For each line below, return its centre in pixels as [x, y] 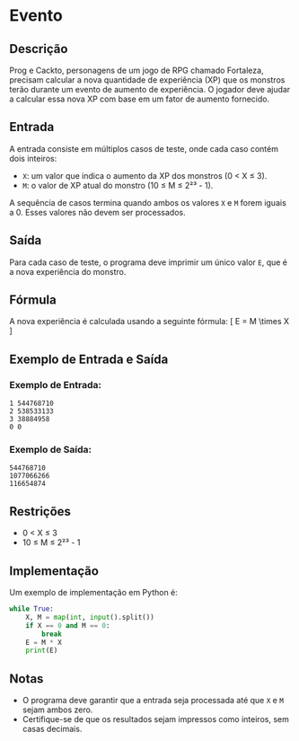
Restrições [40, 512]
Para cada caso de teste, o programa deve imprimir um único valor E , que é [149, 262]
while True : [31, 609]
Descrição [39, 49]
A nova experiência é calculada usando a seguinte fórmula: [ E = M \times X [149, 322]
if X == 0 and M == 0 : [68, 625]
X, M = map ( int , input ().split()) [90, 617]
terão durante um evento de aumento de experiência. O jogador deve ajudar [150, 89]
